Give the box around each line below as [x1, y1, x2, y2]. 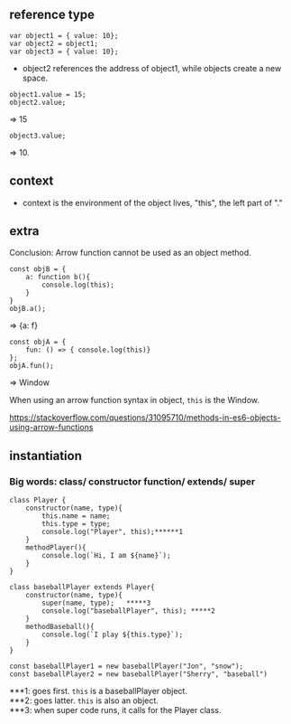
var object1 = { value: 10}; [9, 31, 119, 40]
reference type [9, 7, 95, 23]
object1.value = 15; [9, 89, 87, 99]
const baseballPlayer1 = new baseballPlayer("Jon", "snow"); [9, 662, 244, 672]
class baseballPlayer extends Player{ [9, 583, 155, 592]
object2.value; [9, 98, 67, 107]
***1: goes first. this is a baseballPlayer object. [9, 686, 187, 697]
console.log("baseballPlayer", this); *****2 [41, 606, 216, 616]
